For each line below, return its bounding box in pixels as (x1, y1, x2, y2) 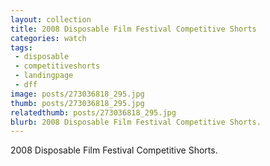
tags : (10, 42, 33, 53)
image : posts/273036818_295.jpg (10, 89, 145, 99)
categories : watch (10, 33, 87, 43)
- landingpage (14, 71, 74, 81)
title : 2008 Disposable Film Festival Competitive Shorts (10, 24, 257, 34)
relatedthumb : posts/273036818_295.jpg (10, 107, 177, 118)
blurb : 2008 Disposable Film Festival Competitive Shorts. (10, 117, 262, 127)
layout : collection (10, 14, 92, 25)
